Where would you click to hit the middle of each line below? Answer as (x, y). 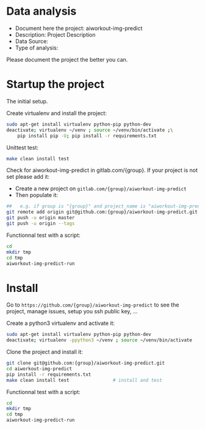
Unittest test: (22, 147)
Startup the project (56, 84)
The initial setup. (27, 101)
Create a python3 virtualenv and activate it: (60, 323)
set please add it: (28, 177)
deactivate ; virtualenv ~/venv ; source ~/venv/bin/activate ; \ (90, 130)
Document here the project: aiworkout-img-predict (79, 28)
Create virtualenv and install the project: (56, 113)
